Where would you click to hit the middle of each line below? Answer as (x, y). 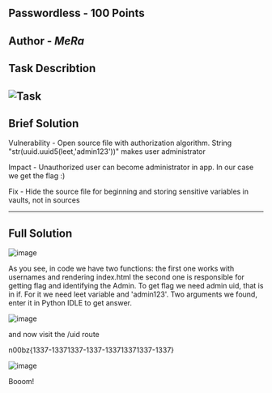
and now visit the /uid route (54, 335)
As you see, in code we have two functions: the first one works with (121, 269)
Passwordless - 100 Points (76, 13)
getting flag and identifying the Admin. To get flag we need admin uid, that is (136, 286)
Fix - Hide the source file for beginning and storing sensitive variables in (129, 192)
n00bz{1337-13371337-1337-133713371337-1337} (91, 350)
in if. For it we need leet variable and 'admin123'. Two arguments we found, (133, 294)
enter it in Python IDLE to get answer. (70, 303)
